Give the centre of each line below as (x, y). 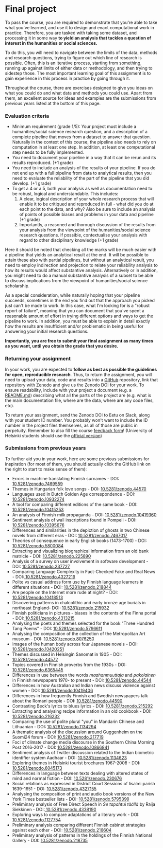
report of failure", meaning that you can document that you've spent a (75, 311)
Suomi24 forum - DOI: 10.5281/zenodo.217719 (58, 737)
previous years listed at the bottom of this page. (53, 103)
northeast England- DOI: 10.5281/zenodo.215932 (61, 608)
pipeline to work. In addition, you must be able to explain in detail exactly (78, 321)
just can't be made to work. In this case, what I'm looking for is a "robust (77, 306)
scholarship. (17, 286)
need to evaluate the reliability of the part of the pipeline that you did (81, 178)
